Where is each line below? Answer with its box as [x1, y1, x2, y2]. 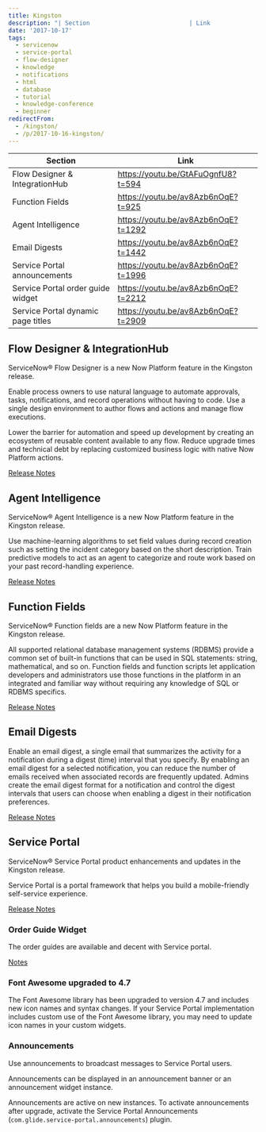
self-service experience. [8, 888, 89, 898]
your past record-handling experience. [8, 561, 135, 572]
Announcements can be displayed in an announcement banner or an [8, 1073, 232, 1084]
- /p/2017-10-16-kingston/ [15, 129, 104, 137]
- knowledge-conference [15, 100, 93, 108]
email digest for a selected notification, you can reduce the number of [8, 763, 236, 772]
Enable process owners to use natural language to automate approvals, [8, 387, 241, 397]
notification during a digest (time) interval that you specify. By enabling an [8, 755, 249, 764]
